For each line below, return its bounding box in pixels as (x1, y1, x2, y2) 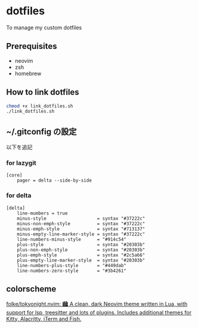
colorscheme (6, 284, 57, 294)
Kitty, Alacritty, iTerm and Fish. (6, 315, 82, 322)
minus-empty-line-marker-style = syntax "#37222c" (17, 231, 146, 237)
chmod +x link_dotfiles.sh (6, 103, 73, 109)
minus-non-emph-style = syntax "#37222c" (17, 220, 146, 226)
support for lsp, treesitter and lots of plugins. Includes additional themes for (6, 309, 192, 316)
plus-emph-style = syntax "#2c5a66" (17, 252, 146, 258)
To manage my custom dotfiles (6, 24, 82, 31)
